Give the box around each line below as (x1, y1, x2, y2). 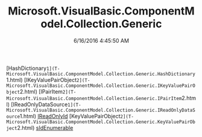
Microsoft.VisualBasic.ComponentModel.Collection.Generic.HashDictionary (6, 71, 196, 77)
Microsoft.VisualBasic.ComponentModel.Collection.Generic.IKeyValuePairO (6, 83, 196, 89)
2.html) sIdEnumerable (17, 124, 74, 131)
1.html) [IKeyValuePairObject (6, 76, 77, 83)
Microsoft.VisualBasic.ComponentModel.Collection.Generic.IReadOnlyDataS (6, 107, 196, 113)
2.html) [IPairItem (19, 88, 63, 95)
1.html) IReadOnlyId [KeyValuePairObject (19, 112, 121, 119)
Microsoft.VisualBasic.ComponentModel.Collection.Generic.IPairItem (6, 95, 182, 101)
